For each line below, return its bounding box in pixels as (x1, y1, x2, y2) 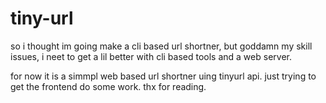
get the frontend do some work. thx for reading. (10, 80, 207, 92)
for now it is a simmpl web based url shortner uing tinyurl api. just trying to (10, 70, 317, 82)
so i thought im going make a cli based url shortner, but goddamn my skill (10, 40, 313, 52)
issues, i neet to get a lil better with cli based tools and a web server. (10, 50, 292, 62)
